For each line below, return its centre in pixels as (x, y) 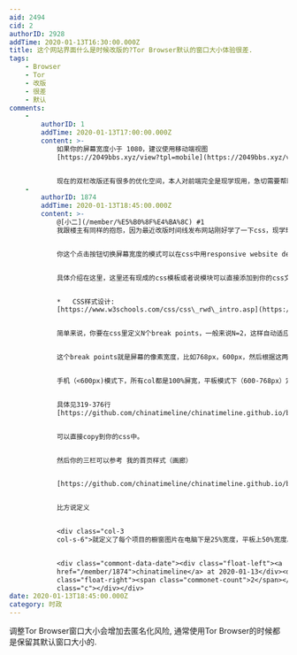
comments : (27, 108)
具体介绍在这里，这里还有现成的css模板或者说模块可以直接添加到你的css (170, 278)
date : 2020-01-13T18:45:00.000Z (69, 597)
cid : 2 (21, 26)
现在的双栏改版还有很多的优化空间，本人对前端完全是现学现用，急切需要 (168, 181)
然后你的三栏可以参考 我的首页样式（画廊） (124, 460)
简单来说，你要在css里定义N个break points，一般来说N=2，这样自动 (166, 334)
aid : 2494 (27, 17)
